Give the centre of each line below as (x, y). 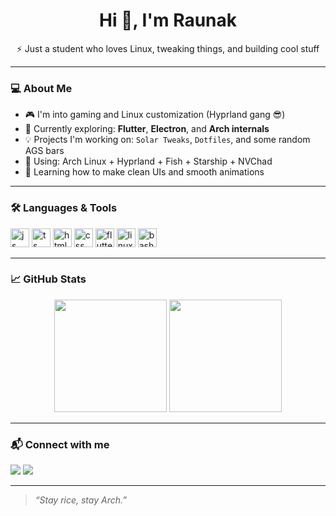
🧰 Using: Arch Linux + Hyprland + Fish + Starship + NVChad (148, 161)
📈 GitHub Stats (48, 279)
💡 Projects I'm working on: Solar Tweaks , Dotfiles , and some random (167, 140)
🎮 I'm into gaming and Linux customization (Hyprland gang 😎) (155, 115)
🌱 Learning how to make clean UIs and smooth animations (144, 172)
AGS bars (44, 151)
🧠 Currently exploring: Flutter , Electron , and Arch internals (147, 129)
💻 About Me (41, 88)
